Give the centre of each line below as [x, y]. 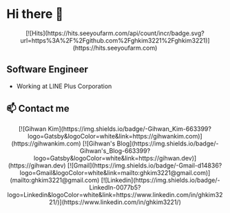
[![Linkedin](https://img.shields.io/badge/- [160, 180]
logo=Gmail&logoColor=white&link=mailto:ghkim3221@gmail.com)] [115, 172]
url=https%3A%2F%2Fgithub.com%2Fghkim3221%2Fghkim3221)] [115, 40]
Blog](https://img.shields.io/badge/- [168, 143]
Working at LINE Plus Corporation [64, 86]
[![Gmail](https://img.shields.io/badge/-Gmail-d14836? [145, 165]
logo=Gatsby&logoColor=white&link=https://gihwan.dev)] [115, 158]
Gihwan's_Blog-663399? [115, 150]
